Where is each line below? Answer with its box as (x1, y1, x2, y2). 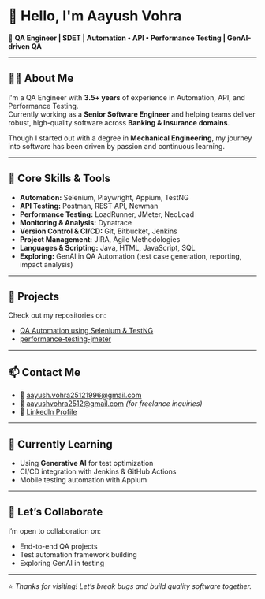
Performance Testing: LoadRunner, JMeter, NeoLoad (19, 209, 195, 219)
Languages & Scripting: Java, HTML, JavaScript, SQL (19, 243, 196, 252)
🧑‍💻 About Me (8, 72, 74, 85)
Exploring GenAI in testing (19, 558, 105, 567)
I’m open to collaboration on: (8, 526, 101, 535)
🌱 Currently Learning (8, 437, 113, 451)
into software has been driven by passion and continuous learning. (8, 141, 225, 151)
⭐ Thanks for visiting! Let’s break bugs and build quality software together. (8, 581, 252, 590)
